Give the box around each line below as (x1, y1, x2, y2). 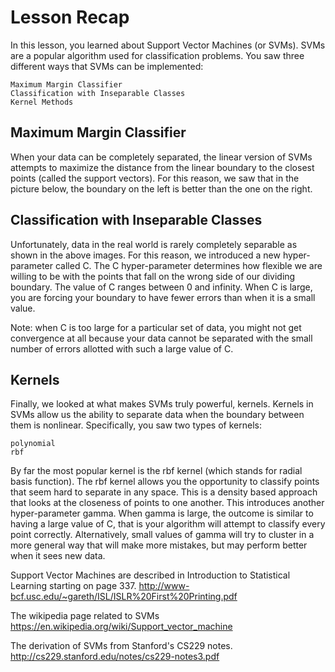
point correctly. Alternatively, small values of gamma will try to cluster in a (10, 529, 315, 541)
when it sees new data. (10, 550, 106, 562)
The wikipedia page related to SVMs (10, 610, 160, 622)
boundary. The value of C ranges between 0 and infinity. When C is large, (10, 281, 313, 293)
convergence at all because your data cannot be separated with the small (10, 332, 313, 344)
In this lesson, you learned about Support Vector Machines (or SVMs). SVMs (10, 39, 326, 51)
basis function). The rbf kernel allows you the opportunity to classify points (10, 476, 320, 488)
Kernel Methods (10, 97, 74, 107)
